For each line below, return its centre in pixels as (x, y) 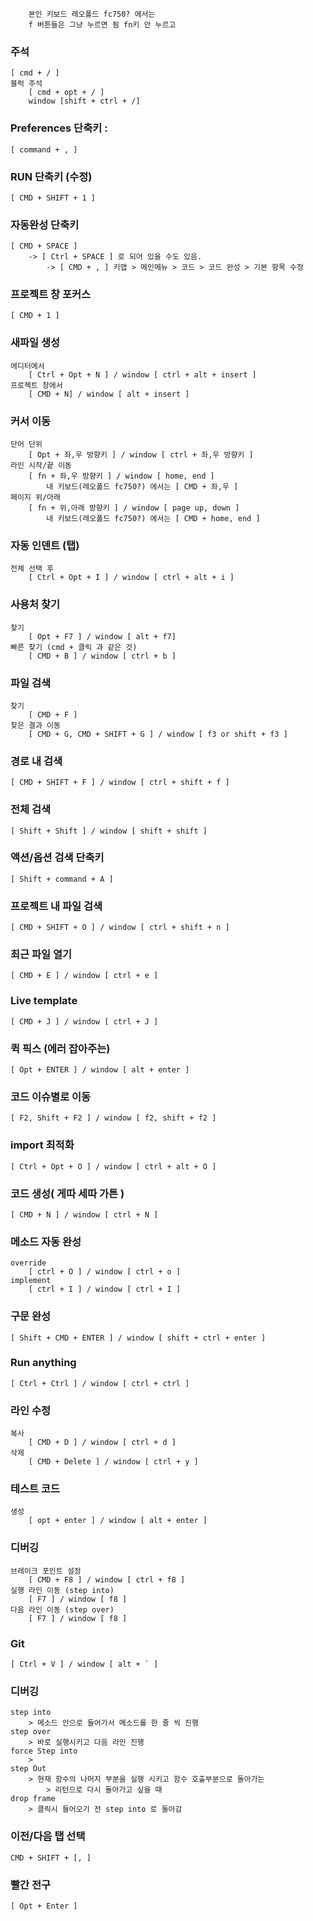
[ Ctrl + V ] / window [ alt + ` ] (84, 1664)
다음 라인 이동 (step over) (62, 1609)
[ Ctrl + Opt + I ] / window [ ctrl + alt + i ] (131, 578)
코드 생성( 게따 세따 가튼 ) (67, 1193)
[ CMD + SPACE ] (44, 246)
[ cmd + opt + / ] (66, 93)
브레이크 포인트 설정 (46, 1571)
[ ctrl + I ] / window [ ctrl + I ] (105, 1289)
